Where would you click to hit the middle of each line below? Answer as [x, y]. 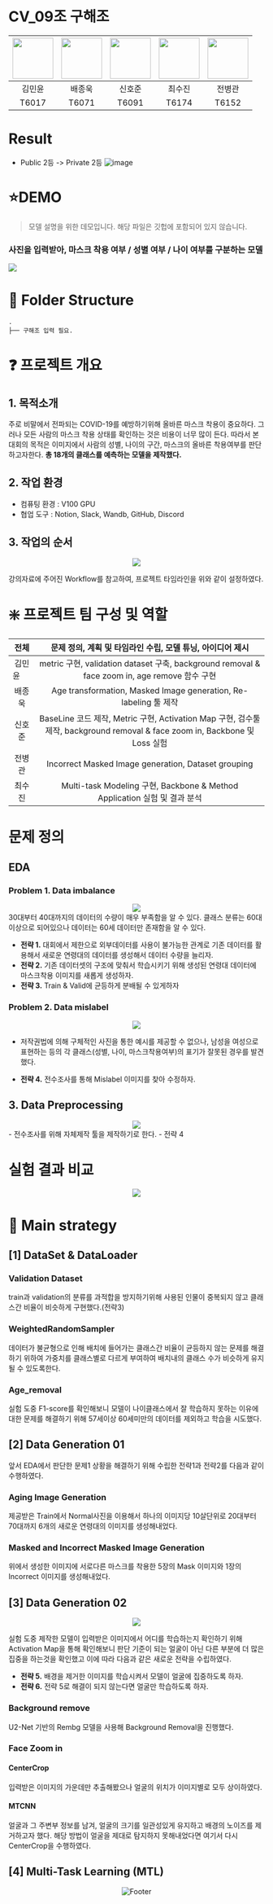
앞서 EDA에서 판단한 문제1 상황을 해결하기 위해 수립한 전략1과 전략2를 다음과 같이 [136, 1465]
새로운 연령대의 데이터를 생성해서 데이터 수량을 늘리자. [128, 955]
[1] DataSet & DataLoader [73, 1255]
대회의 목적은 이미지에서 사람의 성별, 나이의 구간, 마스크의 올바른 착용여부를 [128, 445]
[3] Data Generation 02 [68, 1602]
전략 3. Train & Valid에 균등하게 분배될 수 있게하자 [100, 985]
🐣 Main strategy [63, 1225]
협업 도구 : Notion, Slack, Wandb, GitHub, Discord [102, 514]
